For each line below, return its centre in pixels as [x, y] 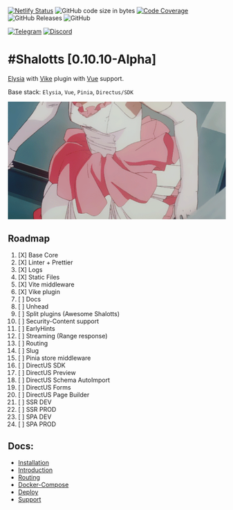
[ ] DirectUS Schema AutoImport [64, 380]
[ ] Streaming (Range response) [63, 336]
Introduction [35, 470]
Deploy [28, 492]
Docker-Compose [43, 485]
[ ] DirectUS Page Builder [54, 395]
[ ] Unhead [33, 307]
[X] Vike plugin [39, 292]
